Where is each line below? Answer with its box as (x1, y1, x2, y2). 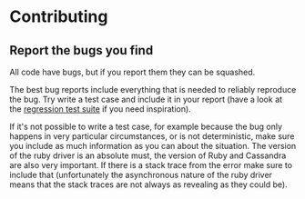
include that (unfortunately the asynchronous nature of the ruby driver (9, 170, 273, 180)
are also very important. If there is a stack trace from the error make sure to (9, 160, 293, 170)
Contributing (9, 6, 108, 27)
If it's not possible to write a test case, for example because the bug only (9, 121, 283, 132)
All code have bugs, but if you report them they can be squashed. (9, 66, 256, 77)
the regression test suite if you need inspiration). (9, 104, 191, 114)
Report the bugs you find (9, 43, 154, 58)
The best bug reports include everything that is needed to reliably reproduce (9, 85, 297, 95)
